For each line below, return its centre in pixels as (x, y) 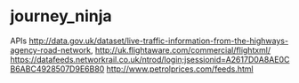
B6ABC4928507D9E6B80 (57, 69)
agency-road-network (51, 49)
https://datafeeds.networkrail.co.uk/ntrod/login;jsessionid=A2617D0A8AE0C (150, 59)
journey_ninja (61, 16)
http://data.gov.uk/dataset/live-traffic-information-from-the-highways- (158, 41)
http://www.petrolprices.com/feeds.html (180, 69)
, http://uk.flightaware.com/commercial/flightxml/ (181, 49)
